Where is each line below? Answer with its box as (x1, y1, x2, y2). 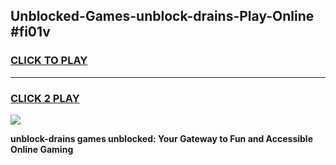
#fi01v (10, 24, 51, 41)
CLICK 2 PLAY (10, 91, 80, 105)
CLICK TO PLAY (10, 54, 88, 68)
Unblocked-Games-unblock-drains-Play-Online (10, 8, 315, 25)
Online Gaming (10, 143, 74, 155)
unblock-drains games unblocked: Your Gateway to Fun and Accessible (10, 132, 313, 144)
